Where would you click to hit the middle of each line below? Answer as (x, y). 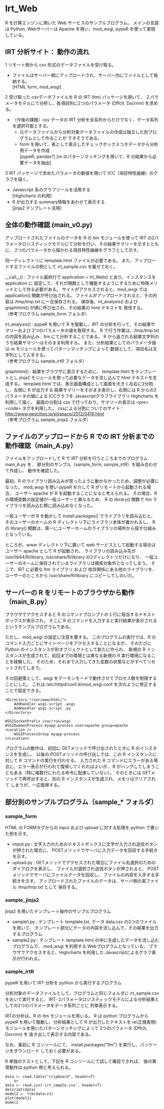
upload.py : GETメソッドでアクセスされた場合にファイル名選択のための (84, 862)
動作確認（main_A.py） (41, 445)
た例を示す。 (18, 833)
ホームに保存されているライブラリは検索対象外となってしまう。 (86, 563)
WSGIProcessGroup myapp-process (47, 734)
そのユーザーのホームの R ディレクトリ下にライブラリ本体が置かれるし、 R (80, 522)
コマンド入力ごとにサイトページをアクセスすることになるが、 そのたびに (78, 643)
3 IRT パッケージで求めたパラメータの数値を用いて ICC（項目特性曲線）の (80, 173)
